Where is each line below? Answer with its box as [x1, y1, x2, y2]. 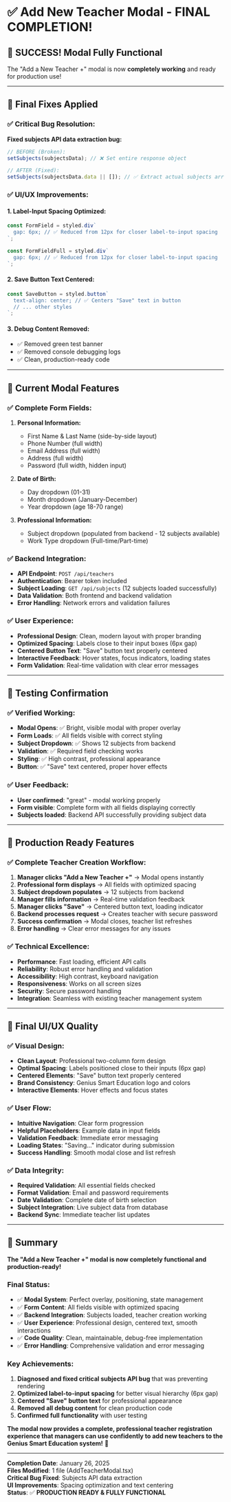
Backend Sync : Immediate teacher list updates [16, 1210, 150, 1219]
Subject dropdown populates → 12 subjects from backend [16, 888, 184, 896]
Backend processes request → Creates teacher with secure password [16, 910, 218, 918]
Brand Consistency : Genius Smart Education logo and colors [16, 1079, 191, 1087]
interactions [16, 1326, 52, 1334]
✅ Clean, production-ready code [16, 356, 110, 364]
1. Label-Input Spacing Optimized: [7, 207, 107, 215]
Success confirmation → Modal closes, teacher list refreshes [16, 917, 192, 926]
